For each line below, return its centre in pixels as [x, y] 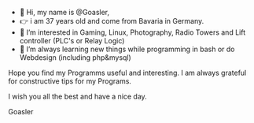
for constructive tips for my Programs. [70, 81]
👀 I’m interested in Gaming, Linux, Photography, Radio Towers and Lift [133, 32]
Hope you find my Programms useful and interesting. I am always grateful [127, 73]
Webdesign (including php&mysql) [75, 58]
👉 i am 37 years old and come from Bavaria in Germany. [112, 21]
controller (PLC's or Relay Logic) [72, 41]
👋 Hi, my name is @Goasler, [64, 12]
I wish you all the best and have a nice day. [77, 96]
